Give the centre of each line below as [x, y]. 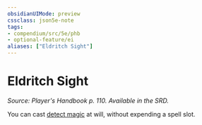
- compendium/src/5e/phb [44, 33]
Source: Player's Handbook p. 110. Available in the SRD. [88, 100]
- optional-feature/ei [41, 40]
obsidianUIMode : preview [44, 14]
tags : [15, 27]
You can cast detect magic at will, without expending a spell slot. [101, 114]
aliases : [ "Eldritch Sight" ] [50, 46]
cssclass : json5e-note [41, 20]
